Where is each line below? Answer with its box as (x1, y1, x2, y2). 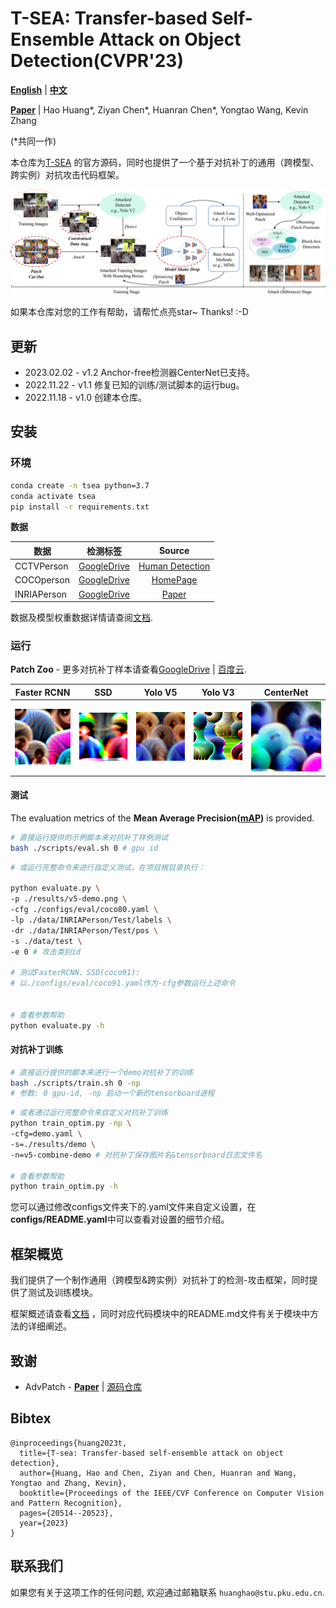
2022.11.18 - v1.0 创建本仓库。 (24, 392, 147, 404)
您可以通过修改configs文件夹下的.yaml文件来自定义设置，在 (10, 1201, 257, 1213)
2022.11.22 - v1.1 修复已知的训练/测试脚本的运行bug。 (24, 379, 245, 391)
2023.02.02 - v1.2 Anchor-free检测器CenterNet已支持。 (24, 367, 255, 379)
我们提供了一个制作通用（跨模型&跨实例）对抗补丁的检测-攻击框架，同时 (10, 1274, 310, 1286)
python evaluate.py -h (10, 1020, 105, 1031)
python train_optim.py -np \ (10, 1118, 132, 1129)
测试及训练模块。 (27, 1287, 98, 1299)
